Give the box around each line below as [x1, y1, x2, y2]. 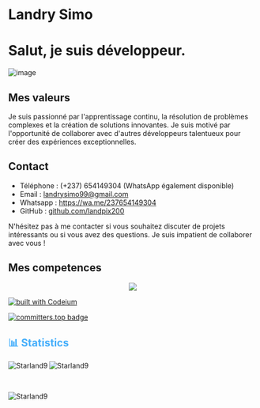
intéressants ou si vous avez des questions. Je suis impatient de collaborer [8, 229, 253, 239]
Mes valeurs [8, 91, 70, 104]
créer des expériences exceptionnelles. [8, 137, 137, 146]
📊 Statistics [8, 336, 70, 349]
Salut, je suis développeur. [8, 42, 186, 60]
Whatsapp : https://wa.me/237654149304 [19, 198, 156, 207]
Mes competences [8, 261, 102, 274]
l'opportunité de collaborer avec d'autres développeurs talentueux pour [8, 128, 241, 138]
